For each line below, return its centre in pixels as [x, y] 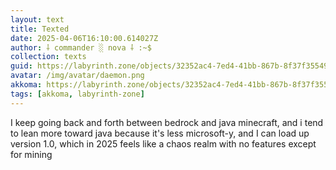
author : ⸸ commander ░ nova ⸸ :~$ [81, 47]
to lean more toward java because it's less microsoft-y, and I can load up [160, 133]
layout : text [37, 19]
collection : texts [48, 57]
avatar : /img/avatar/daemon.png [77, 76]
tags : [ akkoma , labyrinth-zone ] [77, 94]
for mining [31, 154]
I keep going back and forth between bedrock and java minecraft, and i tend [167, 122]
